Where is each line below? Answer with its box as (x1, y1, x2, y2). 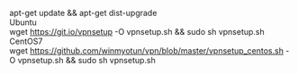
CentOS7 (9, 36, 43, 46)
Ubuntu (9, 17, 38, 28)
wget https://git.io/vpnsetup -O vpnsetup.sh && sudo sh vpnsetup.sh (9, 27, 266, 37)
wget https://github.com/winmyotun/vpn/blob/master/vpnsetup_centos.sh (9, 45, 284, 56)
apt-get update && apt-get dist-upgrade (9, 8, 158, 18)
